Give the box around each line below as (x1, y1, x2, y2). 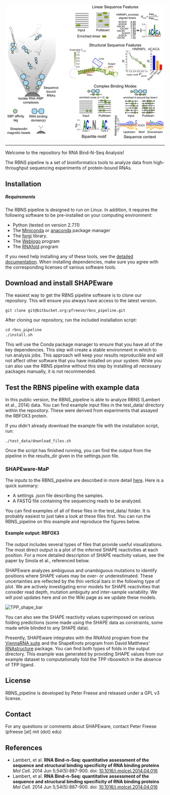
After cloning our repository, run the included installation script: (5, 317, 138, 323)
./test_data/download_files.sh (5, 438, 71, 444)
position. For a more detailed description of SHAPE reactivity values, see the (5, 552, 164, 558)
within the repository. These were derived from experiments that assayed (5, 407, 158, 414)
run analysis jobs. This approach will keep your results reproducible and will (5, 352, 163, 358)
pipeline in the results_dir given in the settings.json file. (5, 453, 120, 459)
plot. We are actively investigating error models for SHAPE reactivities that (5, 583, 160, 589)
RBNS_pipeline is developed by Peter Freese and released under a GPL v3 (5, 690, 160, 696)
